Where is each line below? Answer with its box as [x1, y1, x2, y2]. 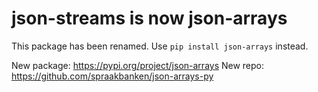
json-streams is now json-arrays [11, 7, 288, 30]
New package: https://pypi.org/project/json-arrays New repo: [11, 59, 265, 71]
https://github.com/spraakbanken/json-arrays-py [11, 70, 214, 82]
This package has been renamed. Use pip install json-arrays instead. [11, 40, 309, 52]
